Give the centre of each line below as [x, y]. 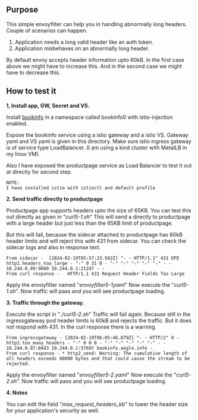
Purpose [22, 10]
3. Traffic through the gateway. [45, 302]
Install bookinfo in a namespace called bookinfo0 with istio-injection [89, 117]
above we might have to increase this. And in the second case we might [94, 66]
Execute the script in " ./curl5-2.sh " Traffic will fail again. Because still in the [98, 314]
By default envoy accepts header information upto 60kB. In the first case [95, 59]
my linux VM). [23, 153]
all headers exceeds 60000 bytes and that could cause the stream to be [98, 358]
